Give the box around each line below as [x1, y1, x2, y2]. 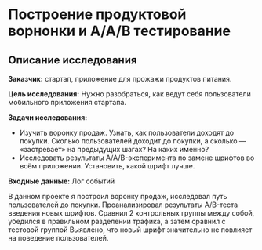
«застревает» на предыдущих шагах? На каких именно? [19, 145, 209, 154]
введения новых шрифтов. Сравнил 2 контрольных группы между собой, [8, 208, 255, 217]
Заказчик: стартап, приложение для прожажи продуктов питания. [8, 74, 232, 83]
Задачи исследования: [8, 113, 88, 122]
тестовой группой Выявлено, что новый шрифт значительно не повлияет [8, 225, 253, 234]
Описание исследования [8, 53, 137, 67]
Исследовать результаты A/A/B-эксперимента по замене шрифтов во [19, 153, 255, 162]
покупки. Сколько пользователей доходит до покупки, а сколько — [19, 136, 247, 146]
